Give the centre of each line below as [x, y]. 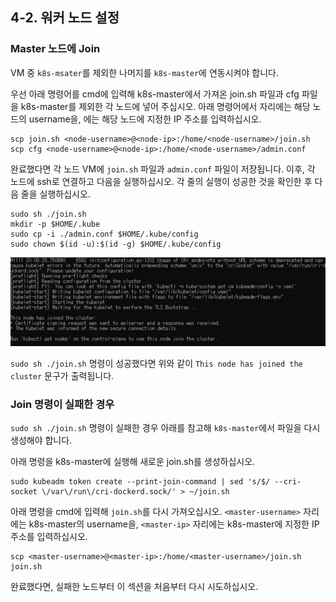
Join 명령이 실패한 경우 [62, 404]
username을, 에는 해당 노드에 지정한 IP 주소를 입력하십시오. [145, 119]
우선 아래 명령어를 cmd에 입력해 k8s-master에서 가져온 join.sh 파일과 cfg [155, 94]
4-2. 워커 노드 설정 [65, 18]
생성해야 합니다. [41, 440]
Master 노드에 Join [55, 49]
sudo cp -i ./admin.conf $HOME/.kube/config [104, 234]
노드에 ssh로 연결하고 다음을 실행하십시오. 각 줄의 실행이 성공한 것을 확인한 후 [161, 181]
